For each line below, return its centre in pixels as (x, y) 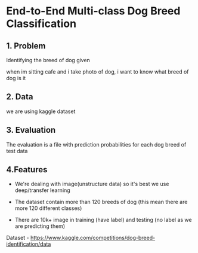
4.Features (27, 170)
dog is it (16, 78)
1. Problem (26, 46)
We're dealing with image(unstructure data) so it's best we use (92, 184)
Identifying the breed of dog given (48, 60)
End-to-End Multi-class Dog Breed (93, 11)
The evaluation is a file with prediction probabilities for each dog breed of (96, 144)
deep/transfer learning (42, 190)
